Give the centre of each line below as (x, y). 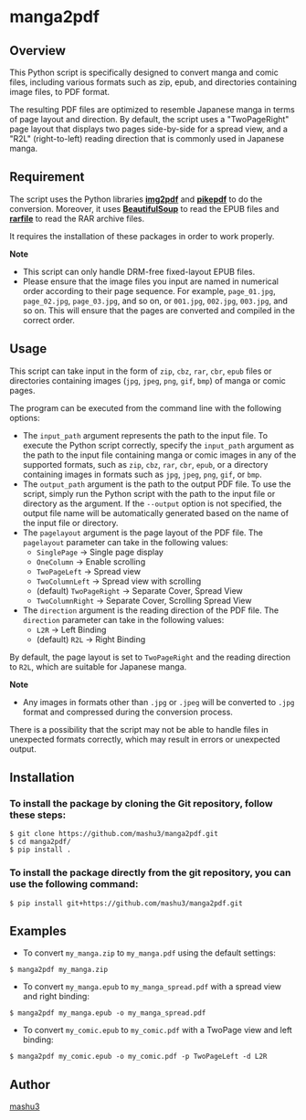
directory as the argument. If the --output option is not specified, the (152, 503)
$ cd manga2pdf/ (40, 842)
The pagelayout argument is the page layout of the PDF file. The (142, 533)
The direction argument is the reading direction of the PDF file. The (151, 610)
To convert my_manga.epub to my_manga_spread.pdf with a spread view (152, 987)
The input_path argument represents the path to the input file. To (145, 435)
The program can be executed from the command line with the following (145, 407)
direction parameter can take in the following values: (123, 619)
